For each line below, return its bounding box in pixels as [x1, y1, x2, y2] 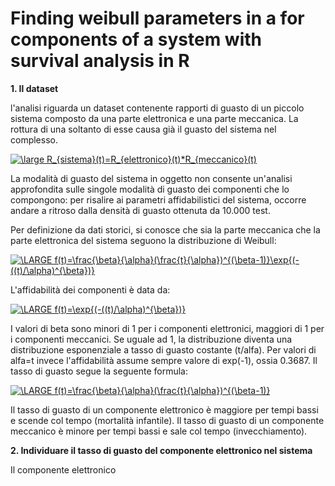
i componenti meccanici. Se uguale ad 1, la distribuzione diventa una [10, 333, 293, 345]
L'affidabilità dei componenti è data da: [10, 283, 171, 296]
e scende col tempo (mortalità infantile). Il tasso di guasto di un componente [10, 414, 325, 426]
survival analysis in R [10, 50, 190, 72]
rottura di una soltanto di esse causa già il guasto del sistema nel [10, 123, 277, 135]
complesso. [10, 133, 58, 146]
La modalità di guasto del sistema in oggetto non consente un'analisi [10, 172, 293, 184]
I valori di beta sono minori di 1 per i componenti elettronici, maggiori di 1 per [10, 322, 325, 334]
